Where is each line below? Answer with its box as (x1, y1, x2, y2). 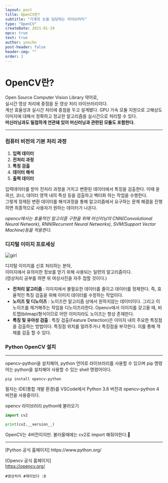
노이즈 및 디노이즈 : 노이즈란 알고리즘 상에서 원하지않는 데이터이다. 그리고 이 (12, 298, 160, 304)
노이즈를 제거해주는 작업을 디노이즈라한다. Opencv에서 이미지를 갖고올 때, (12, 304, 157, 310)
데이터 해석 (12, 169, 34, 175)
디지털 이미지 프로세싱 (5, 241, 55, 248)
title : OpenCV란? (5, 12, 40, 17)
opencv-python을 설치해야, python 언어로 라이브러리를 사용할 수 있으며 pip (5, 360, 153, 366)
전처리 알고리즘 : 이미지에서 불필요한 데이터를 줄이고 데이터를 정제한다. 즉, (12, 286, 156, 292)
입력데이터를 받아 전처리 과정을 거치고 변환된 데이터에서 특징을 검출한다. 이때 (5, 186, 155, 192)
